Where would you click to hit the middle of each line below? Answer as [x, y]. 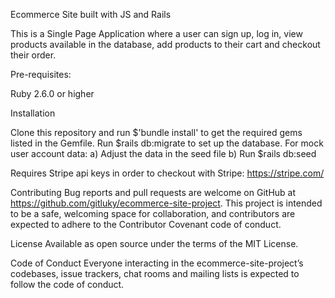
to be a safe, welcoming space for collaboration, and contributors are [153, 213]
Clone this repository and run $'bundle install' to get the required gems [156, 132]
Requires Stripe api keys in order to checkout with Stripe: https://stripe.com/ [167, 173]
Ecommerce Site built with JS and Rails [91, 14]
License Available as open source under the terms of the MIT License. [154, 243]
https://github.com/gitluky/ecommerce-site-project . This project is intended [166, 203]
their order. [33, 55]
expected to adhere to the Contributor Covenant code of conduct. [146, 224]
